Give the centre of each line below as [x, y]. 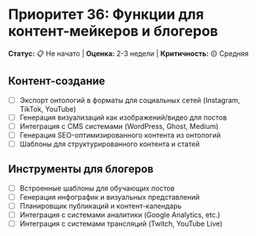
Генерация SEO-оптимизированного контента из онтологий [120, 135]
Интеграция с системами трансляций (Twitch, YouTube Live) [121, 224]
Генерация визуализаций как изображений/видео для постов [123, 117]
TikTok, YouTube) [48, 109]
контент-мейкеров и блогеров [113, 31]
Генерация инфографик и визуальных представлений [109, 197]
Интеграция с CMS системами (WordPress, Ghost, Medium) [119, 126]
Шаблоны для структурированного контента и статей [109, 144]
